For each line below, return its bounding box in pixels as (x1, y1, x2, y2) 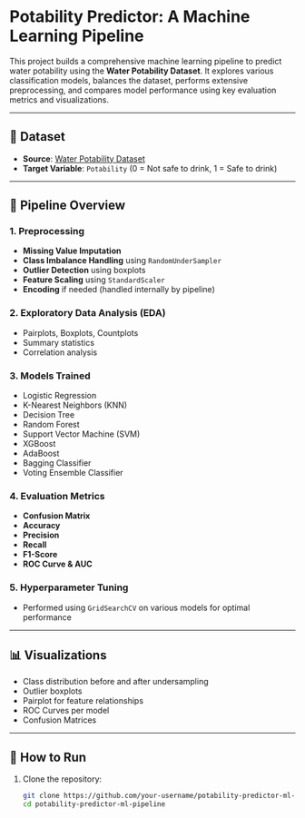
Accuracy (22, 520, 61, 531)
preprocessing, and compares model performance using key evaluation (9, 84, 277, 95)
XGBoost (22, 439, 56, 449)
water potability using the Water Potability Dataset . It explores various (9, 65, 274, 76)
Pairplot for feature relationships (22, 695, 143, 706)
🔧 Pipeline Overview (9, 198, 125, 213)
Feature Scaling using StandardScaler (22, 274, 165, 285)
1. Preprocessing (9, 225, 84, 238)
